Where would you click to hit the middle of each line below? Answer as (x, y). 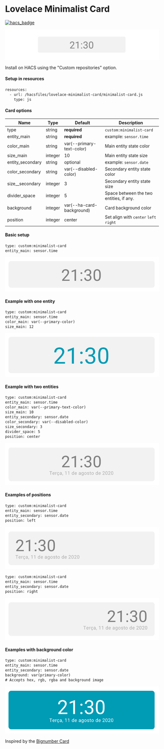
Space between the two (129, 193)
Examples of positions (28, 495)
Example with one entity (30, 301)
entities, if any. (119, 198)
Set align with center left (130, 217)
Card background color (128, 208)
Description (131, 122)
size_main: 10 (20, 412)
